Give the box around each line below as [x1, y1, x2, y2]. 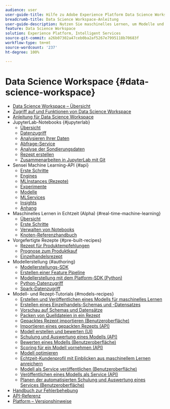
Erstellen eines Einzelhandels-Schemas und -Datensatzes [20, 301, 141, 308]
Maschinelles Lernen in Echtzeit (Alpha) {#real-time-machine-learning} [12, 211, 161, 217]
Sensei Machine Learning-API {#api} [12, 162, 89, 168]
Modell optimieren [20, 350, 58, 356]
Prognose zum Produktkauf [20, 248, 77, 254]
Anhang [20, 205, 37, 211]
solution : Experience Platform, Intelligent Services [5, 31, 121, 36]
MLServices [20, 194, 46, 200]
